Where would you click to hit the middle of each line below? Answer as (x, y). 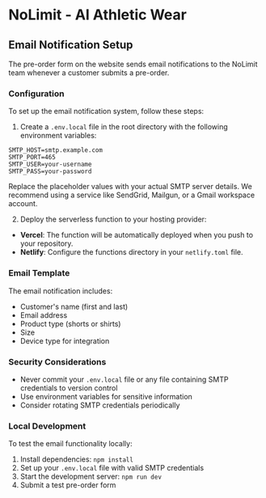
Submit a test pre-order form (68, 485)
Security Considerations (57, 361)
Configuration (36, 93)
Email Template (39, 273)
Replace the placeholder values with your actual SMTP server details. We (130, 187)
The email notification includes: (61, 291)
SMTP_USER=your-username (50, 165)
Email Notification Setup (71, 45)
